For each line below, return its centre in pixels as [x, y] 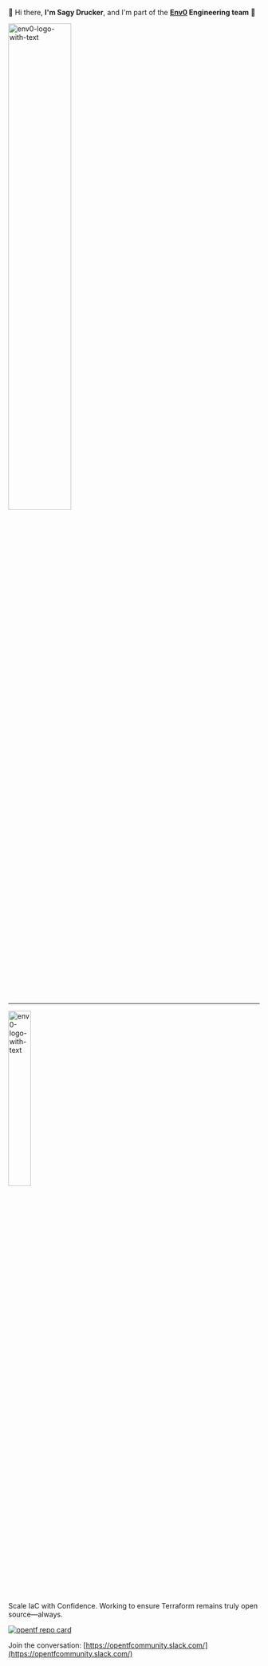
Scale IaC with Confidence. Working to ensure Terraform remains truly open [133, 1606]
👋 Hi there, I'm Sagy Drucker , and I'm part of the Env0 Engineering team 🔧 [132, 12]
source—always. [35, 1614]
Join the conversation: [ [47, 1645]
